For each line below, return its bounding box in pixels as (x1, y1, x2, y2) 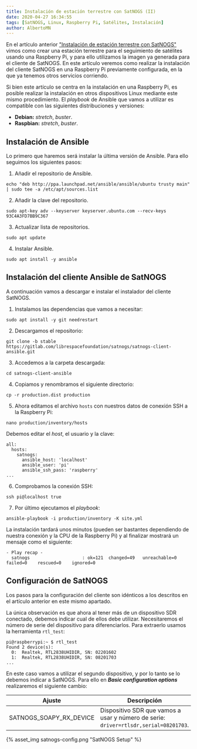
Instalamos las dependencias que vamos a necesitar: (14, 306, 143, 313)
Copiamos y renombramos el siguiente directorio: (14, 381, 134, 388)
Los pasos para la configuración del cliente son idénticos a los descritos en (6, 591, 188, 598)
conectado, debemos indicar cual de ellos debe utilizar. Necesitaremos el (6, 615, 184, 622)
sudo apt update (6, 235, 46, 241)
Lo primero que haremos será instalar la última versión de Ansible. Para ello (6, 152, 189, 160)
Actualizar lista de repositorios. (14, 223, 90, 231)
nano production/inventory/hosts (6, 420, 88, 426)
